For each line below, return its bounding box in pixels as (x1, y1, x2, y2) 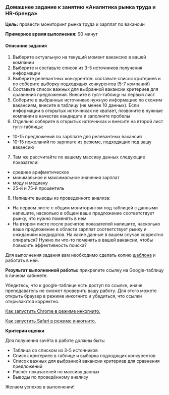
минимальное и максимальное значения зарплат (12, 174, 120, 180)
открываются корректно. (5, 298, 60, 304)
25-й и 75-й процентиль (12, 185, 65, 191)
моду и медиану (12, 180, 48, 186)
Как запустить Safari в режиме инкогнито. (5, 318, 96, 324)
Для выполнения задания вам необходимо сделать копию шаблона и (5, 252, 156, 258)
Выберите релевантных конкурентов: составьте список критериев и (12, 75, 161, 81)
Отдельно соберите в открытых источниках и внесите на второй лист (12, 118, 163, 124)
